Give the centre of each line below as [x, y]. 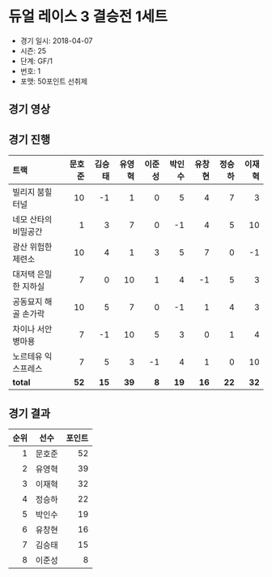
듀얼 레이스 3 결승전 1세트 [88, 17]
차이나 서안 [32, 329]
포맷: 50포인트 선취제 [53, 81]
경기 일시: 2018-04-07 [56, 41]
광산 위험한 [32, 247]
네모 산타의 [32, 220]
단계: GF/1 [36, 61]
